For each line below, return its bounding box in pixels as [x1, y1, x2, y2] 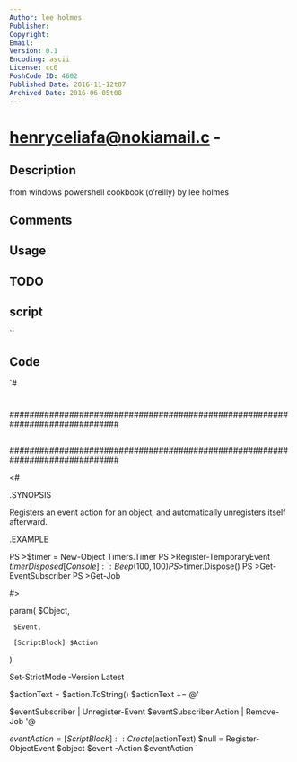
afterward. [9, 516, 48, 527]
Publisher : [9, 22, 50, 31]
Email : [9, 38, 34, 48]
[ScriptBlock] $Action [13, 638, 99, 647]
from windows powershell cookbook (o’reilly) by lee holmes [9, 186, 230, 198]
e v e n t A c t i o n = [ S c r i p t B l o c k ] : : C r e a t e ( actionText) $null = [9, 733, 224, 744]
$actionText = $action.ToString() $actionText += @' [9, 688, 199, 699]
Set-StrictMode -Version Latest [9, 671, 125, 682]
